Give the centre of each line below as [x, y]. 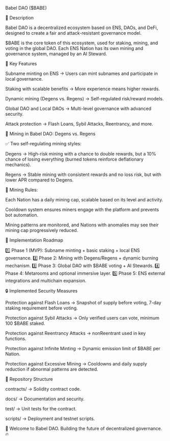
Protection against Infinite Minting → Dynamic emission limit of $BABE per [83, 348]
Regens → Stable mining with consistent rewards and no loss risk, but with [83, 174]
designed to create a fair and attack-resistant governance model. [73, 33]
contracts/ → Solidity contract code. [43, 389]
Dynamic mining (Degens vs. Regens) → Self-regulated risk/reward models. [84, 99]
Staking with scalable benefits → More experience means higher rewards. [83, 89]
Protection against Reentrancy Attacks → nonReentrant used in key [76, 333]
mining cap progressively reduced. [42, 230]
